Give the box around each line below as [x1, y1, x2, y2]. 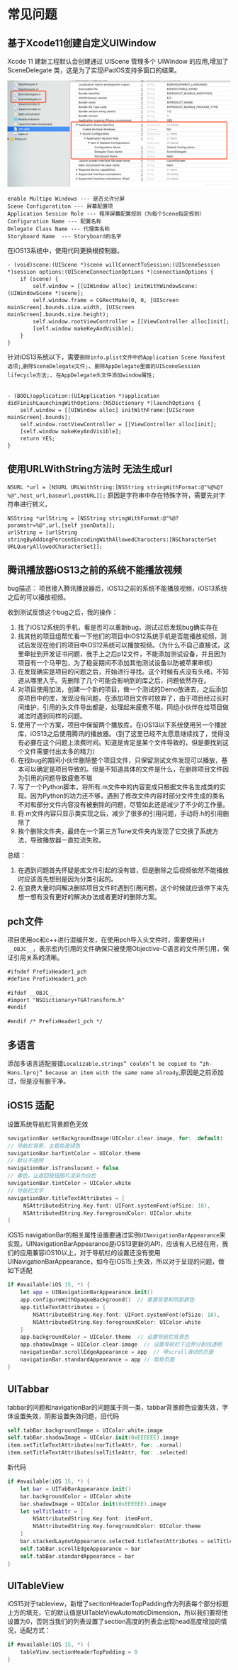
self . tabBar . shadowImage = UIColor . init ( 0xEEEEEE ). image [7, 1434, 179, 1442]
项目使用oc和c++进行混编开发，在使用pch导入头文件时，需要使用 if [7, 935, 205, 944]
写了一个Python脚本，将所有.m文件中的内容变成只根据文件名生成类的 [17, 783, 220, 791]
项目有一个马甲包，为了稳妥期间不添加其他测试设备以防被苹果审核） [17, 659, 217, 667]
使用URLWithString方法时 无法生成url [7, 463, 173, 475]
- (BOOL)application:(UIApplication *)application [7, 392, 160, 399]
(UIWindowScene [7, 289, 52, 296]
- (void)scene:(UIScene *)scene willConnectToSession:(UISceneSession [7, 261, 220, 268]
